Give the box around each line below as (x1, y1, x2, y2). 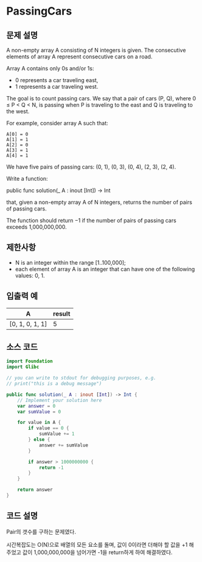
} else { (28, 437, 50, 443)
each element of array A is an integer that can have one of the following (15, 265, 195, 272)
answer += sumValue (38, 442, 88, 448)
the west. (6, 108, 30, 115)
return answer (17, 487, 53, 493)
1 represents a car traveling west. (15, 83, 99, 90)
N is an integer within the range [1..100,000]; (15, 258, 126, 266)
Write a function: (6, 175, 48, 182)
